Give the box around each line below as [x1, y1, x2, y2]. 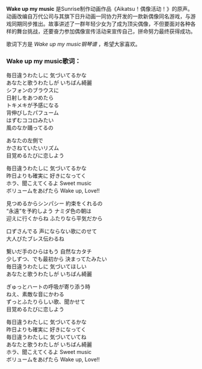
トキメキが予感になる [6, 101, 59, 109]
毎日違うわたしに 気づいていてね [6, 334, 87, 341]
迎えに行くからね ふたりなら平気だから [6, 215, 103, 222]
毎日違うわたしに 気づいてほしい [6, 263, 87, 270]
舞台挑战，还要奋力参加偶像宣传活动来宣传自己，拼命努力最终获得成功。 [16, 28, 196, 35]
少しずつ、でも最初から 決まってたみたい [6, 256, 107, 263]
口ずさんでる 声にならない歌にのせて [6, 227, 97, 235]
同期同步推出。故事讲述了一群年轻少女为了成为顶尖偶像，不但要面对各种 [11, 20, 191, 27]
